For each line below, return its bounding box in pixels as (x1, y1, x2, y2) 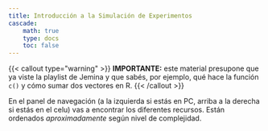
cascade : (8, 19, 38, 27)
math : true (23, 27, 60, 35)
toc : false (23, 42, 60, 50)
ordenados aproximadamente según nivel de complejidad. (8, 113, 202, 123)
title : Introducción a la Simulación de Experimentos (8, 11, 193, 20)
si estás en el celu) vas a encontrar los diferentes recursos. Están (8, 105, 225, 115)
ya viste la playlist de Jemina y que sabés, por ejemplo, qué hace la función (8, 72, 259, 82)
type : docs (23, 34, 60, 43)
